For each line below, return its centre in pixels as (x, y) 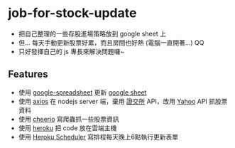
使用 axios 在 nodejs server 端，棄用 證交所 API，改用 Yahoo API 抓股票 (123, 101)
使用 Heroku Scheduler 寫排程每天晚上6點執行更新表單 (98, 137)
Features (28, 74)
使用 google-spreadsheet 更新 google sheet (82, 92)
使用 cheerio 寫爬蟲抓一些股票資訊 (69, 119)
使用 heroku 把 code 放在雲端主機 (67, 128)
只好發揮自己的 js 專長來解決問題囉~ (71, 51)
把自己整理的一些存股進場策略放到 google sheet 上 (92, 33)
